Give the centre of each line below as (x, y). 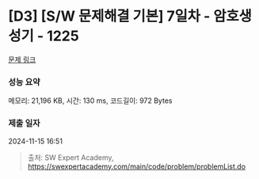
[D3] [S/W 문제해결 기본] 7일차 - (109, 16)
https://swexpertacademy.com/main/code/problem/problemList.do (137, 166)
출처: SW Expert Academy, (70, 157)
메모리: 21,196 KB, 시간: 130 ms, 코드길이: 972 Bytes (90, 101)
